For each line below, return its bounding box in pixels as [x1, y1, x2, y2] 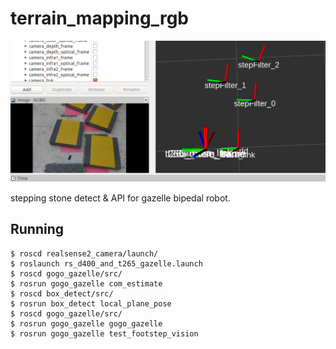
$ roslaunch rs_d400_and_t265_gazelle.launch [10, 258, 203, 269]
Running [10, 221, 65, 238]
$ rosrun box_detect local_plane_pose [10, 298, 172, 309]
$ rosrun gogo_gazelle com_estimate [10, 278, 163, 289]
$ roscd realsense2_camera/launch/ [10, 248, 159, 259]
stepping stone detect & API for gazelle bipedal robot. [10, 192, 231, 204]
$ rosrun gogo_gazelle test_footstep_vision [10, 328, 199, 339]
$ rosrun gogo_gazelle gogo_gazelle [10, 318, 163, 329]
